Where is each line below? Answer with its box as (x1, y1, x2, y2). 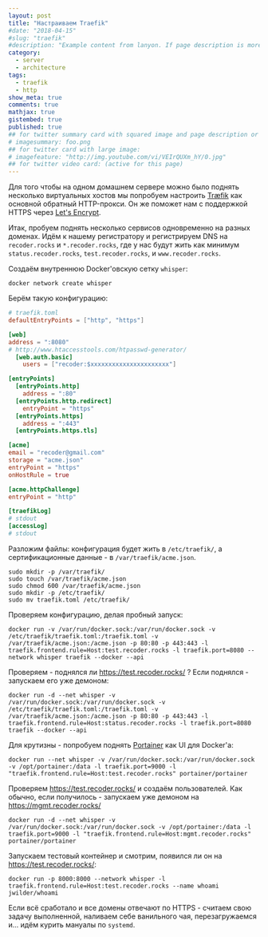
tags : (8, 71, 26, 79)
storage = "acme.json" (8, 456, 84, 464)
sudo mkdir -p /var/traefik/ (8, 568, 105, 576)
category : (8, 49, 41, 57)
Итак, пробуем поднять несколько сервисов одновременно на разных (8, 223, 250, 232)
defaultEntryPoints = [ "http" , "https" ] (8, 316, 145, 324)
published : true (8, 123, 62, 131)
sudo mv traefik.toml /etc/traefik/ (8, 596, 130, 604)
